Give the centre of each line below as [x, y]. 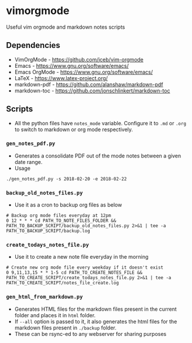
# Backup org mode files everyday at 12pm [59, 216]
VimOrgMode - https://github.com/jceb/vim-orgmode [79, 59]
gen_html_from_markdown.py [44, 297]
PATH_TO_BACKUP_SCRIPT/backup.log [48, 231]
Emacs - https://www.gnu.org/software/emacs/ [71, 66]
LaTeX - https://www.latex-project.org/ [61, 78]
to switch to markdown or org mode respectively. [74, 129]
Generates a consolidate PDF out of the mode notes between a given [98, 156]
